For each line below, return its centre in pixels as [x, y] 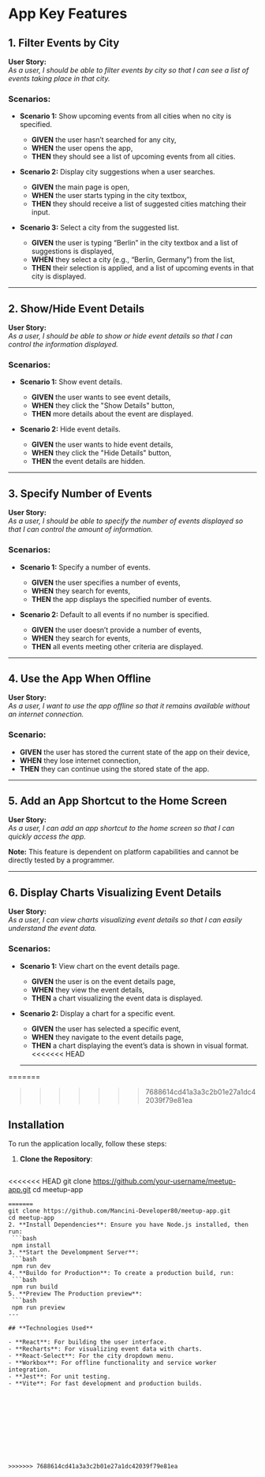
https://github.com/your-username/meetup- [164, 1181]
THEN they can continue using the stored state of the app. [114, 768]
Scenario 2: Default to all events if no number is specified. [114, 614]
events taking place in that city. [59, 79]
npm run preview [38, 1308]
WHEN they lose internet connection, [80, 760]
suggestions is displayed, [73, 251]
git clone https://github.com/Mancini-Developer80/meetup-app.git [119, 1211]
